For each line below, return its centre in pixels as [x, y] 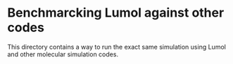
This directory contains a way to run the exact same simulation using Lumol [117, 47]
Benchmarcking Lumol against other [116, 13]
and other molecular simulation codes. [63, 54]
